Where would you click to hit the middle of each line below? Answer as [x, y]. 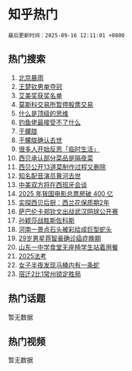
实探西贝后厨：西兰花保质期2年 [64, 202]
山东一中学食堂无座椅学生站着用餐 [68, 247]
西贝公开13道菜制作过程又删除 [62, 167]
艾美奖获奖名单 [40, 95]
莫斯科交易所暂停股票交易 [56, 104]
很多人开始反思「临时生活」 [59, 149]
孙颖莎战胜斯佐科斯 [46, 220]
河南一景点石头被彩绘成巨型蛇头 [65, 229]
